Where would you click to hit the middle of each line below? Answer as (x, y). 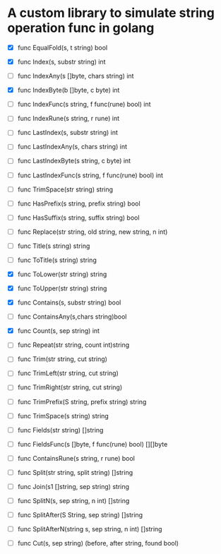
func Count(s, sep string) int (59, 331)
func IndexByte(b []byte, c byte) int (68, 90)
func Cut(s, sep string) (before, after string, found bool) (98, 543)
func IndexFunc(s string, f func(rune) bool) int (84, 105)
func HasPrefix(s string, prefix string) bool (79, 204)
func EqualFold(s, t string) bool (62, 47)
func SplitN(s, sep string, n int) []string (73, 500)
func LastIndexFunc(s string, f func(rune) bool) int (90, 175)
